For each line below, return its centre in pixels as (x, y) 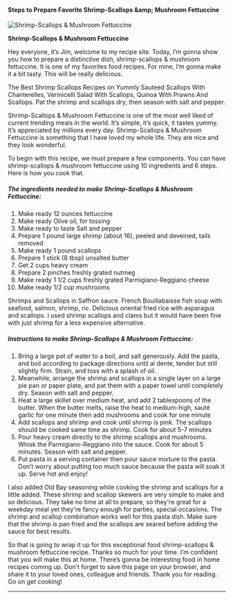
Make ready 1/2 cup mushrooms (64, 287)
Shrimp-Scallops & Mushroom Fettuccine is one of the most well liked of (111, 116)
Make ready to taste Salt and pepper (70, 229)
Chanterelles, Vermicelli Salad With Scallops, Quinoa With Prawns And (108, 95)
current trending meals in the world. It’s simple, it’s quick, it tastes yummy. (113, 123)
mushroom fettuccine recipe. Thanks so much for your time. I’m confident (113, 552)
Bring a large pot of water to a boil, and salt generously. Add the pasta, (119, 356)
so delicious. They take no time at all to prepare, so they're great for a (107, 502)
